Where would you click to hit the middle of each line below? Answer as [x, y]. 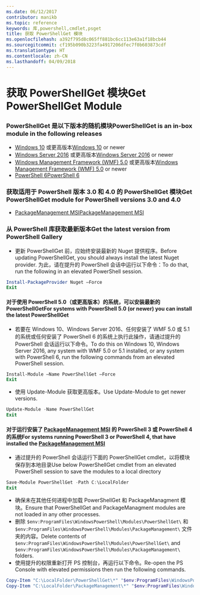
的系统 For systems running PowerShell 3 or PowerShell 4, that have [91, 436]
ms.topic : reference [32, 23]
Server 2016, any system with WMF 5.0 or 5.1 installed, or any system [99, 351]
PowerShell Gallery [34, 237]
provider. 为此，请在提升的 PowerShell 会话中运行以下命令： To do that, [102, 264]
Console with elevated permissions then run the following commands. [100, 569]
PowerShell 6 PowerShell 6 [47, 175]
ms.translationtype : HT [36, 51]
